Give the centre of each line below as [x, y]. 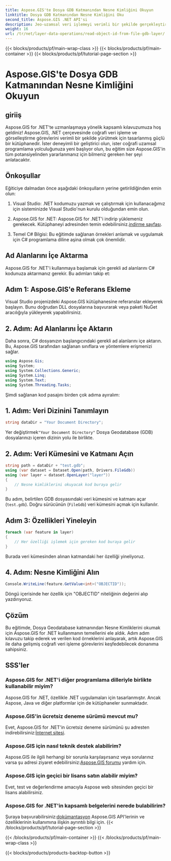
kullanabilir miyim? [29, 686]
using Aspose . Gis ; [25, 361]
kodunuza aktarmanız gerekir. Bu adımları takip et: [58, 273]
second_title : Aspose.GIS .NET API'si [46, 19]
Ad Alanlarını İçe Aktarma [47, 256]
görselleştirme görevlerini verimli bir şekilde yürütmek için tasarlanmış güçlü [85, 138]
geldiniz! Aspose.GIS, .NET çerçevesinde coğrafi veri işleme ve [71, 133]
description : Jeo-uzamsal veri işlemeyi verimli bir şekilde [72, 24]
